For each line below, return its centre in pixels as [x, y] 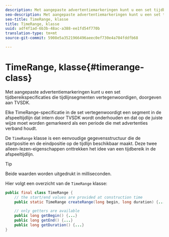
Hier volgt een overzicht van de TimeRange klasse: [56, 183]
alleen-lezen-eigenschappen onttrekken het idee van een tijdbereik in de [80, 148]
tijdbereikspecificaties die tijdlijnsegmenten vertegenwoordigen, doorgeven [83, 97]
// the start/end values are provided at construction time [78, 197]
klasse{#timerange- [101, 67]
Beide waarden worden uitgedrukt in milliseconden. [58, 174]
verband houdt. [21, 128]
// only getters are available [47, 211]
